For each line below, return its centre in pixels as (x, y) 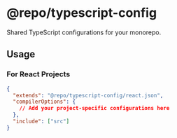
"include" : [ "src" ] (41, 121)
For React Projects (38, 74)
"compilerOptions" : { (44, 102)
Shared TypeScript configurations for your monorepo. (84, 32)
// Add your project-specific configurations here (94, 109)
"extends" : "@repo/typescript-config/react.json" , (88, 95)
